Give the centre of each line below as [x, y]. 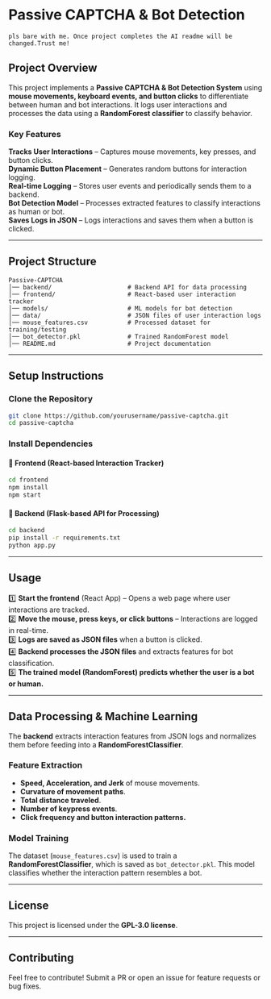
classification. [31, 663]
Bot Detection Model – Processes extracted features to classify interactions [134, 203]
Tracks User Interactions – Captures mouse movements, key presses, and [132, 152]
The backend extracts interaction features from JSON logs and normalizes [132, 736]
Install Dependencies [51, 443]
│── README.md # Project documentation [110, 343]
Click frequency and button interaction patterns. [103, 817]
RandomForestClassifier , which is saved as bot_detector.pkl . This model [132, 864]
